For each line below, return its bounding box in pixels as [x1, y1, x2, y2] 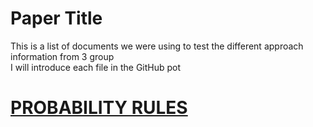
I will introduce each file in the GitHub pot [10, 61, 182, 73]
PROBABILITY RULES [10, 97, 188, 119]
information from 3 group [10, 50, 115, 62]
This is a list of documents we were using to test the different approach [10, 40, 304, 52]
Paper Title [10, 7, 103, 30]
